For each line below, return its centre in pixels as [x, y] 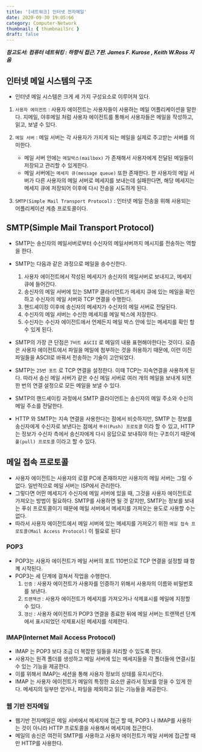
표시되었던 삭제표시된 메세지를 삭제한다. [82, 621]
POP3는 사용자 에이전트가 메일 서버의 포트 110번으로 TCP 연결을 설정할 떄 [102, 561]
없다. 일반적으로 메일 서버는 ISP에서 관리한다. [68, 485]
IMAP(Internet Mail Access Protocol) [61, 637]
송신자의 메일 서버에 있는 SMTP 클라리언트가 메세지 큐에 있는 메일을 [104, 292]
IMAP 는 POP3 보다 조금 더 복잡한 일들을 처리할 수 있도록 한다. [89, 652]
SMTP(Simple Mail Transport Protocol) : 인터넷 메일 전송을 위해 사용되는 [103, 201]
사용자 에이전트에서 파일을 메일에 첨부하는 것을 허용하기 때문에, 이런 [101, 350]
